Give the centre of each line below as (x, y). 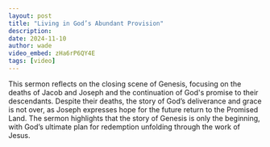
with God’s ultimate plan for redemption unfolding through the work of (124, 127)
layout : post (30, 16)
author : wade (30, 46)
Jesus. (19, 135)
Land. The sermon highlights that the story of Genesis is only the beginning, (134, 118)
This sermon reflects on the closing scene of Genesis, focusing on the (125, 84)
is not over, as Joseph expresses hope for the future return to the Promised (133, 109)
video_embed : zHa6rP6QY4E (52, 53)
